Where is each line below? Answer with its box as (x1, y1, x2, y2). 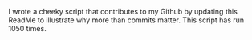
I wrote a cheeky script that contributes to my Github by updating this (8, 7, 238, 16)
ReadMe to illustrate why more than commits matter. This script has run (8, 15, 245, 25)
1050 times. (8, 24, 47, 33)
